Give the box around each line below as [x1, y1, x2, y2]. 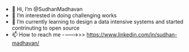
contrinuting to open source [11, 24, 80, 31]
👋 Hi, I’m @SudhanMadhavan [11, 6, 83, 12]
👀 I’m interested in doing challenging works [11, 12, 117, 19]
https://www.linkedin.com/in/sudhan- [86, 31, 177, 38]
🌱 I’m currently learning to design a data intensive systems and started [11, 18, 184, 25]
